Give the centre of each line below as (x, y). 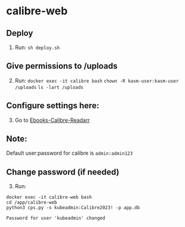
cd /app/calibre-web (32, 203)
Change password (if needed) (63, 172)
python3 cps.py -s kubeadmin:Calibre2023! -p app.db (73, 208)
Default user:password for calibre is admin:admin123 (70, 153)
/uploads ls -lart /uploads (49, 87)
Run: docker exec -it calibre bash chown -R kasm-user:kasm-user (97, 80)
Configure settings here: (53, 106)
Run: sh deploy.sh (37, 47)
